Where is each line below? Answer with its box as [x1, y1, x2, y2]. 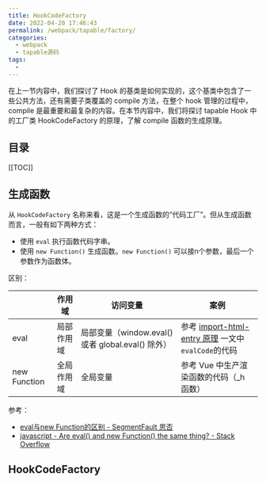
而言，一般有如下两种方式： [8, 219, 99, 230]
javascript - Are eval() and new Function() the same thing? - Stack [19, 431, 235, 440]
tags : [8, 56, 26, 64]
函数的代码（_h [188, 372, 245, 383]
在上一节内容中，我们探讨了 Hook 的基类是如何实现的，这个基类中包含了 [8, 86, 245, 95]
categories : [8, 33, 47, 42]
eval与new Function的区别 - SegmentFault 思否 [19, 422, 173, 432]
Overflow [19, 440, 50, 449]
